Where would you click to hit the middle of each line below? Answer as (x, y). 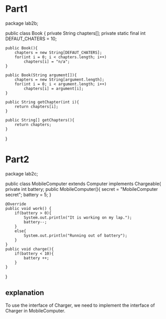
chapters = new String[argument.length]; (59, 79)
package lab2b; (22, 23)
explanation (25, 293)
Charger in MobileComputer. (35, 311)
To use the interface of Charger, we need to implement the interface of (80, 305)
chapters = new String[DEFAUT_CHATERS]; (58, 52)
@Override (16, 204)
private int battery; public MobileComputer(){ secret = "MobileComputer (82, 189)
